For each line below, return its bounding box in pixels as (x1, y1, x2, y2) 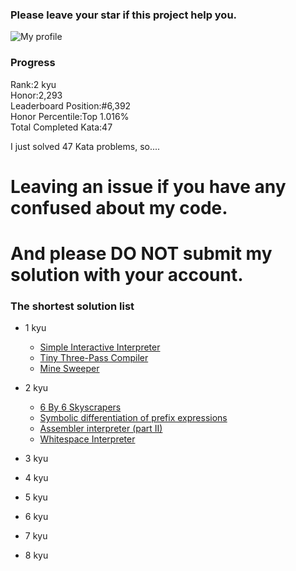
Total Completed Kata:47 (10, 121, 113, 133)
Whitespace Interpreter (39, 433, 136, 445)
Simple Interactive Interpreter (39, 341, 161, 353)
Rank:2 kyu (10, 78, 57, 90)
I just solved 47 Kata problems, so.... (10, 140, 161, 152)
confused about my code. (10, 196, 228, 219)
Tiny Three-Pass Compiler (39, 352, 149, 364)
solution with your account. (10, 263, 244, 286)
